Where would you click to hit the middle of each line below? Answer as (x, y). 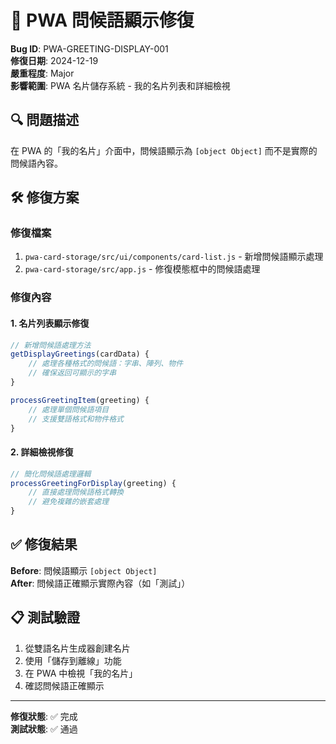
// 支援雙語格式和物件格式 (76, 419)
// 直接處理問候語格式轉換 (76, 492)
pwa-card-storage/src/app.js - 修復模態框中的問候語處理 (142, 269)
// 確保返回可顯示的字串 (72, 373)
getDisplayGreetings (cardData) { (80, 354)
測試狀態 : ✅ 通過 (44, 728)
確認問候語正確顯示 (64, 685)
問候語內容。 (36, 163)
